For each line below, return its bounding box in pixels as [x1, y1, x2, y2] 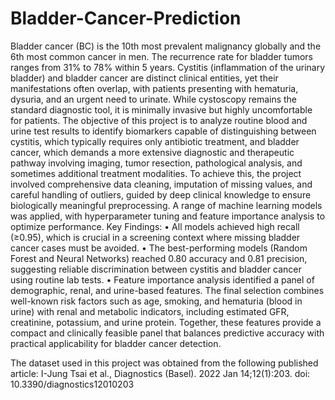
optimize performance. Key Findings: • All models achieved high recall [10, 220, 300, 232]
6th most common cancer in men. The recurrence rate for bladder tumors [10, 50, 313, 62]
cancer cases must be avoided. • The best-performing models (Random [10, 242, 308, 254]
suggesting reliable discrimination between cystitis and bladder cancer [10, 263, 302, 275]
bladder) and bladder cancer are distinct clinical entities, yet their [10, 72, 279, 84]
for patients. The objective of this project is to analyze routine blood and [10, 114, 308, 126]
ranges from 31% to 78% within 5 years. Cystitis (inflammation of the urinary [10, 61, 326, 73]
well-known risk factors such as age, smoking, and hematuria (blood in [10, 295, 303, 307]
